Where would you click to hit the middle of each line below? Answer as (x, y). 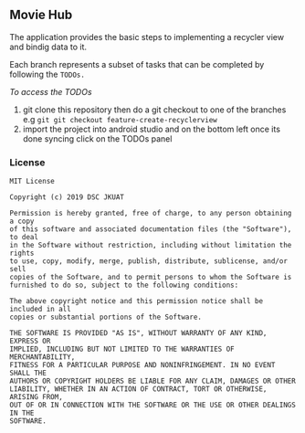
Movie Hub (41, 15)
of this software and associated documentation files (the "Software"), (151, 229)
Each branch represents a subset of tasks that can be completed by (137, 64)
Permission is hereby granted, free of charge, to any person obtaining (151, 214)
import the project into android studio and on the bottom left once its (152, 129)
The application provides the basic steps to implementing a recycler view (147, 37)
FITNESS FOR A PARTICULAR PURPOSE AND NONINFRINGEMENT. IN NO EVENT (142, 365)
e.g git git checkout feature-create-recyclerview (120, 119)
